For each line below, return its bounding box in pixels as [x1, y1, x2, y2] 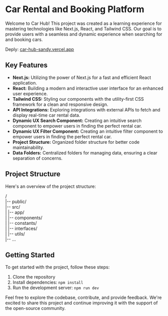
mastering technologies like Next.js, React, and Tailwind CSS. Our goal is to [5, 25, 162, 31]
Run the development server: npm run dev [12, 285, 99, 291]
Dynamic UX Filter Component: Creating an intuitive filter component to [12, 128, 163, 134]
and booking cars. [5, 36, 43, 43]
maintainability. [12, 144, 44, 150]
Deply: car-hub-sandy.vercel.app [5, 46, 74, 52]
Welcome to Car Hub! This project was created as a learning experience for [5, 20, 162, 26]
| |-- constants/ [5, 220, 37, 226]
